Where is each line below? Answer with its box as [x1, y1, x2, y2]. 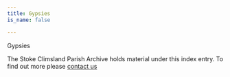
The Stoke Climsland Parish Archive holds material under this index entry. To [7, 54, 224, 63]
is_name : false [7, 16, 51, 23]
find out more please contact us [7, 62, 97, 70]
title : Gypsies [7, 10, 51, 17]
